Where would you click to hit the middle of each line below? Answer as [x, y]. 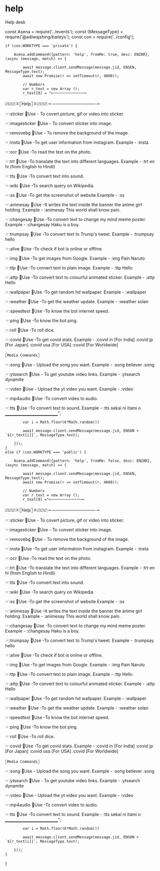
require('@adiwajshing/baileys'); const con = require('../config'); [70, 37]
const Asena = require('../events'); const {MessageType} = [64, 31]
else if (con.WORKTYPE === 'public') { [46, 452]
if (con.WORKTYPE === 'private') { [41, 46]
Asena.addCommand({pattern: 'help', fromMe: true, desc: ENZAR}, [82, 54]
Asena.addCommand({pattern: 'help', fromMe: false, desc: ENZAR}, [83, 461]
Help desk [15, 22]
